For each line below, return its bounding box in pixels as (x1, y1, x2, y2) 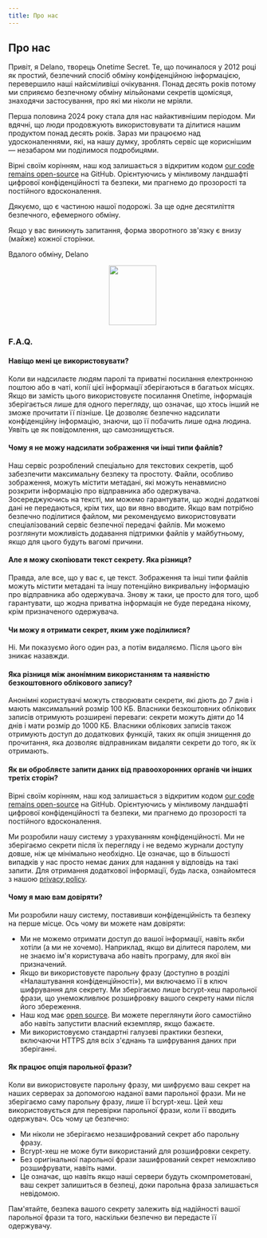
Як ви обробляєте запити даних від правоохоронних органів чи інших (8, 764, 253, 774)
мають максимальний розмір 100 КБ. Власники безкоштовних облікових (8, 704, 257, 713)
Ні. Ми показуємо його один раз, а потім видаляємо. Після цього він (8, 643, 242, 652)
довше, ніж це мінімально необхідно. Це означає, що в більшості (8, 848, 230, 858)
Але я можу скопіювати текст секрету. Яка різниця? (8, 555, 192, 564)
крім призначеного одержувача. (8, 607, 120, 616)
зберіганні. (19, 1043, 57, 1053)
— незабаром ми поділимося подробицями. (8, 145, 159, 155)
